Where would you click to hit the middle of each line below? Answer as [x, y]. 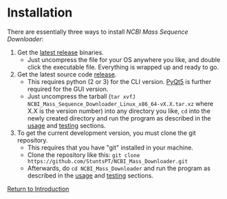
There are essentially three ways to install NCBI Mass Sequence [98, 32]
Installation [40, 13]
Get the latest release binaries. [61, 52]
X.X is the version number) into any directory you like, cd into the [119, 111]
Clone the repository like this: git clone [84, 155]
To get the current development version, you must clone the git [106, 133]
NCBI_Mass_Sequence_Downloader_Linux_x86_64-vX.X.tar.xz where [120, 103]
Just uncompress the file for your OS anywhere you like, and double [124, 59]
